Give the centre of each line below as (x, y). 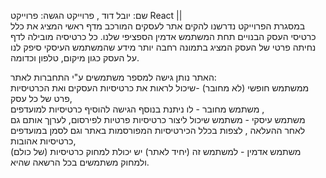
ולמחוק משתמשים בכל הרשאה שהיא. (80, 162)
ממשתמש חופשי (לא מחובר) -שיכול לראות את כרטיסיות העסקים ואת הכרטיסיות (160, 88)
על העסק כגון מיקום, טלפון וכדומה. (75, 58)
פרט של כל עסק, (41, 98)
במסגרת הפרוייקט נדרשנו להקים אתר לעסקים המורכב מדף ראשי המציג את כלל (158, 26)
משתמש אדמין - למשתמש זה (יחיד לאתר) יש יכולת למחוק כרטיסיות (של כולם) (156, 151)
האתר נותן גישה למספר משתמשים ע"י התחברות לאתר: (113, 77)
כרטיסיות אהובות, (43, 141)
